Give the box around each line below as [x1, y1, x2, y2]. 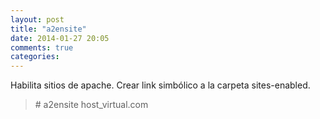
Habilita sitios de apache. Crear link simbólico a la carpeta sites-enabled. [10, 79, 311, 91]
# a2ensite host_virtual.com [34, 99, 149, 111]
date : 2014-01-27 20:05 [10, 33, 110, 43]
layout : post [10, 14, 65, 25]
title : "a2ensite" [10, 24, 87, 34]
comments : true [10, 42, 74, 53]
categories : [10, 52, 60, 62]
